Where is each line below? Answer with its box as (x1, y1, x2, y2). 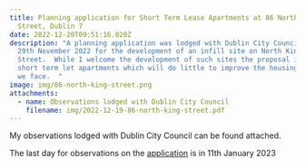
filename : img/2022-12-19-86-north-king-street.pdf (25, 106, 225, 115)
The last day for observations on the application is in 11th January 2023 (9, 148, 277, 159)
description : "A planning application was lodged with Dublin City (9, 38, 271, 48)
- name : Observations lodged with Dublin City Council (17, 97, 230, 107)
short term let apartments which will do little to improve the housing (17, 64, 299, 73)
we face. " (17, 72, 64, 81)
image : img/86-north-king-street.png (9, 80, 152, 89)
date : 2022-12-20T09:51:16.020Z (9, 30, 132, 39)
